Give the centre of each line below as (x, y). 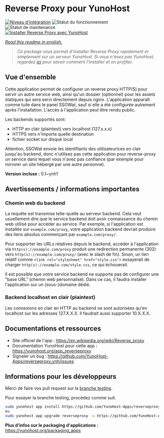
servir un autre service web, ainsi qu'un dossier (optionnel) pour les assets (80, 94)
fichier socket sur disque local (42, 139)
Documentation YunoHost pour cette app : (55, 346)
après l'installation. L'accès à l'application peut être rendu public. (70, 110)
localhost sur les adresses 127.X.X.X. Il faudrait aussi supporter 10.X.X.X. (78, 313)
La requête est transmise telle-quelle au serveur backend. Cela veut (73, 214)
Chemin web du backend (35, 203)
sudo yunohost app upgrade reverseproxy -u (50, 416)
